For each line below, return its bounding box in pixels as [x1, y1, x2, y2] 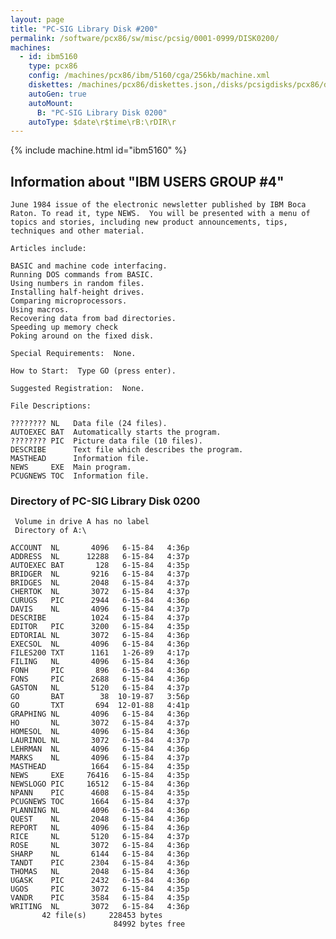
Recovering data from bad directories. [10, 314, 177, 324]
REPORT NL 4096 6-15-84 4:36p [10, 823, 190, 833]
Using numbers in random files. [10, 279, 145, 289]
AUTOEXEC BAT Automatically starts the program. [10, 427, 222, 438]
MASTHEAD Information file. [10, 454, 150, 464]
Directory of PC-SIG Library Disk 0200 [10, 494, 201, 508]
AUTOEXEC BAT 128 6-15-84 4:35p [10, 561, 190, 571]
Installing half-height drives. [10, 287, 145, 298]
